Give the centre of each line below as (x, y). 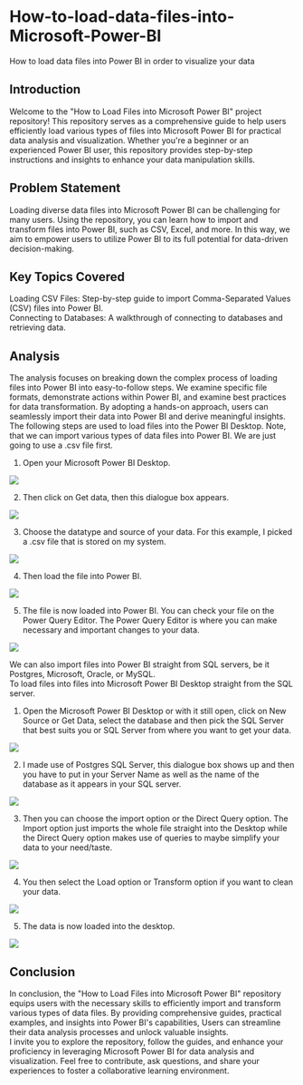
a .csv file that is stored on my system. (94, 542)
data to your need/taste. (67, 848)
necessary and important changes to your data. (111, 630)
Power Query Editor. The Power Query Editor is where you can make (150, 620)
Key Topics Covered (67, 277)
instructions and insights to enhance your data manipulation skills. (133, 160)
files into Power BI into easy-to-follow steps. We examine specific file (138, 388)
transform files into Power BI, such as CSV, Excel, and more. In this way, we (150, 229)
